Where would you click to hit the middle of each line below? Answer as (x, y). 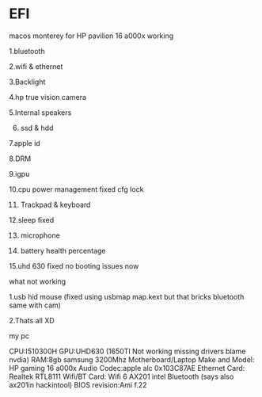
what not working (38, 281)
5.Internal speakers (40, 113)
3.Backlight (27, 82)
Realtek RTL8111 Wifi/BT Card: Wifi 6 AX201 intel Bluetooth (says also (122, 376)
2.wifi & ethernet (36, 66)
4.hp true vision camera (47, 97)
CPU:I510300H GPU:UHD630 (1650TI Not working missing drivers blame (127, 351)
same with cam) (35, 305)
